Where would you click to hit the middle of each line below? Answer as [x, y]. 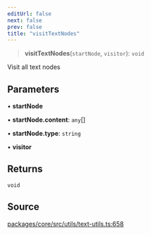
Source [24, 207]
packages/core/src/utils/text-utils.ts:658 [66, 224]
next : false [25, 20]
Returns [25, 169]
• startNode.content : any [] [46, 120]
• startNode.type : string [44, 134]
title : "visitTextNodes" [44, 33]
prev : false [25, 27]
